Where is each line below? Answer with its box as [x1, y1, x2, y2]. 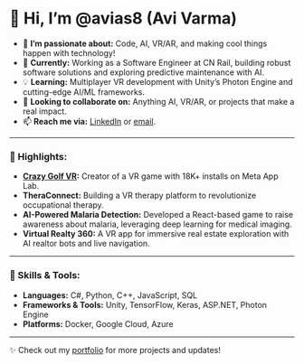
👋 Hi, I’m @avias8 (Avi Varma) [9, 8, 238, 29]
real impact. [22, 106, 68, 117]
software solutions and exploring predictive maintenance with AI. [22, 67, 265, 78]
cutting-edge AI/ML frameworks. [22, 86, 145, 98]
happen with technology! [22, 47, 116, 58]
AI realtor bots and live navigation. [22, 238, 151, 249]
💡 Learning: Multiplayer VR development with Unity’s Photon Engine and [22, 76, 293, 87]
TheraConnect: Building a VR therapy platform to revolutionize [22, 190, 257, 201]
